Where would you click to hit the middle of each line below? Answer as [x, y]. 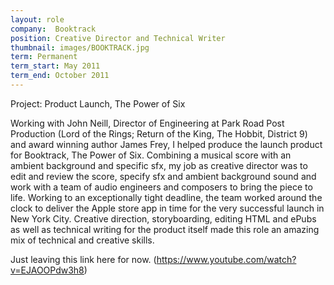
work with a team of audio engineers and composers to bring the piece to [161, 187]
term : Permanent [44, 57]
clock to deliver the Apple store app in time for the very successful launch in [167, 208]
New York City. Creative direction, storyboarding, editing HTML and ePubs [163, 218]
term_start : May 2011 [55, 66]
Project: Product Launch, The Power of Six [98, 103]
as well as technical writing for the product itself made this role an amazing [165, 229]
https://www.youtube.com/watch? [226, 259]
